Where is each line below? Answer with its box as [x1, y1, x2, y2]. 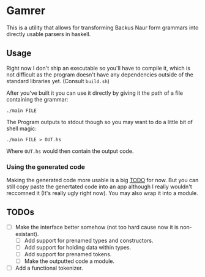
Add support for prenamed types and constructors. [24, 237, 154, 244]
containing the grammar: [6, 95, 69, 103]
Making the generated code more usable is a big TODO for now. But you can [6, 177, 199, 184]
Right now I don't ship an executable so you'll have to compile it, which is [6, 64, 191, 72]
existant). [15, 230, 39, 237]
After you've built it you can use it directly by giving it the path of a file [6, 89, 184, 97]
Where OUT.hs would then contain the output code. [6, 147, 134, 155]
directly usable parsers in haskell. [6, 30, 91, 37]
